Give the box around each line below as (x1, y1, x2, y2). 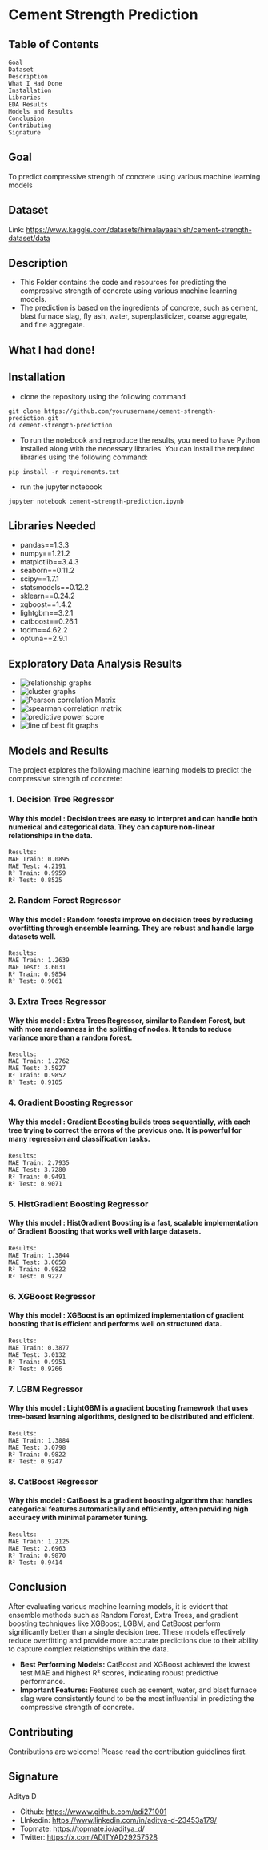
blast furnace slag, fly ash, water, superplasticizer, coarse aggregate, (19, 311, 249, 321)
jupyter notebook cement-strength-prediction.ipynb (8, 497, 184, 505)
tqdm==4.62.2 (19, 625, 68, 635)
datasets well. (8, 931, 56, 941)
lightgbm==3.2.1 (19, 608, 74, 618)
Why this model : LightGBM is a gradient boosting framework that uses (8, 1403, 249, 1413)
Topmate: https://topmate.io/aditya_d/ (19, 1824, 146, 1833)
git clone (8, 407, 42, 415)
